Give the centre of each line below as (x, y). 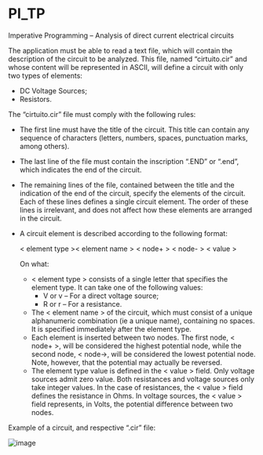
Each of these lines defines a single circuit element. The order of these (134, 202)
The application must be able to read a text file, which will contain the (121, 50)
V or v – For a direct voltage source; (101, 296)
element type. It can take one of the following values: (117, 287)
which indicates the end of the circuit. (80, 169)
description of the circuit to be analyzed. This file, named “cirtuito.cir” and (128, 59)
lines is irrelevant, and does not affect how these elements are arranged (136, 209)
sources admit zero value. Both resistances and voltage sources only (143, 379)
